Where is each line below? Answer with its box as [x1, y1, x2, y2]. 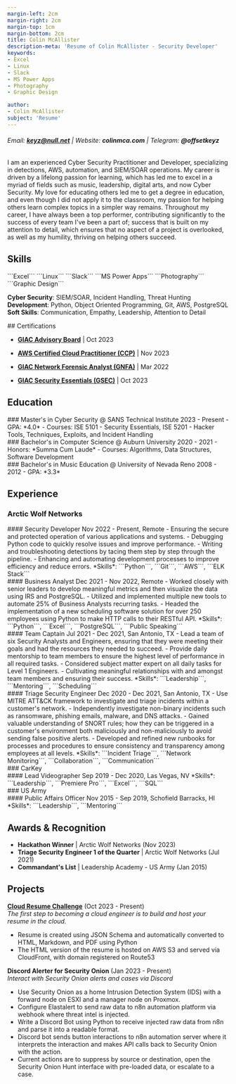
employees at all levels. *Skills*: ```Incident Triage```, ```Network [7, 749, 192, 758]
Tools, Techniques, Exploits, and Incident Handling [7, 430, 153, 438]
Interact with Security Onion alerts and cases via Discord [7, 974, 173, 982]
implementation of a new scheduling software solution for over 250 [7, 607, 202, 616]
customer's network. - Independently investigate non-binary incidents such [7, 704, 226, 713]
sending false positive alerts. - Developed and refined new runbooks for [7, 734, 216, 743]
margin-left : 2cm [7, 10, 58, 18]
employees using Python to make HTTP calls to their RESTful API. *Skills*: [7, 615, 223, 623]
